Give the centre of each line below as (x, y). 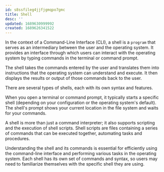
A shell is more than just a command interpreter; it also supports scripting (80, 123)
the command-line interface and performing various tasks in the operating (81, 154)
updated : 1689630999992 (30, 24)
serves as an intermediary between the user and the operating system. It (79, 48)
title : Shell (19, 14)
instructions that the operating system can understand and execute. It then (81, 73)
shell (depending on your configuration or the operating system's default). (81, 103)
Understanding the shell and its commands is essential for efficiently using (81, 148)
